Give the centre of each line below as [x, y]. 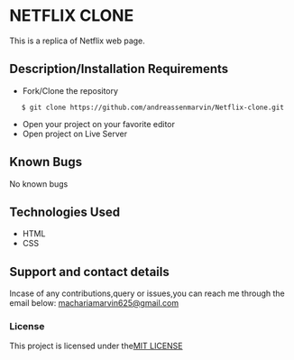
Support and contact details [89, 272]
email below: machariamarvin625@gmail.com [94, 303]
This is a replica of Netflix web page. [78, 41]
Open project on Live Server [75, 134]
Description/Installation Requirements [119, 69]
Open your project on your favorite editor [99, 124]
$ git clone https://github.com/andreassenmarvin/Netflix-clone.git [152, 107]
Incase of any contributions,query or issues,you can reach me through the [147, 293]
